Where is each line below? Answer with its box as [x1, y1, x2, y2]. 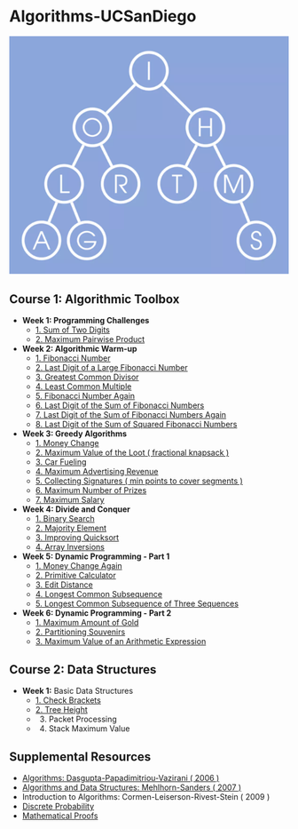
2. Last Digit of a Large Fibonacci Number [35, 363, 188, 373]
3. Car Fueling [35, 457, 87, 467]
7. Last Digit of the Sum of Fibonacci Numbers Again [35, 410, 227, 420]
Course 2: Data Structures [9, 662, 157, 677]
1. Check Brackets [35, 695, 102, 705]
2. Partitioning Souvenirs [35, 626, 126, 637]
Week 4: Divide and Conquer [21, 504, 130, 514]
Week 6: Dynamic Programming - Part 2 [21, 608, 172, 618]
